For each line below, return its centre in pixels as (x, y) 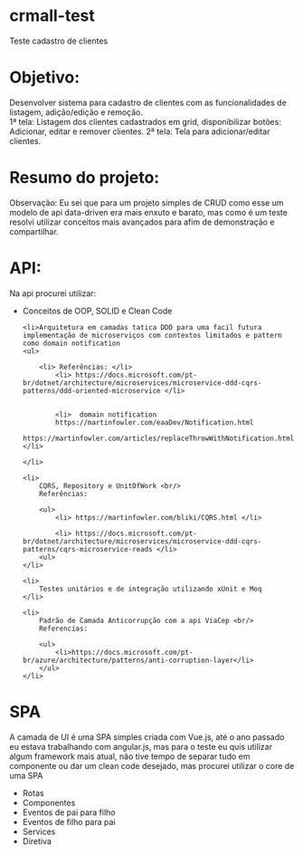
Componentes (49, 802)
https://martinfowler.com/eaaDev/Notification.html (155, 422)
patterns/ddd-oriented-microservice (91, 390)
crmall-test (52, 16)
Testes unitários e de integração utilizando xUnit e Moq (151, 589)
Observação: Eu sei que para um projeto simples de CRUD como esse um (147, 202)
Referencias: (64, 629)
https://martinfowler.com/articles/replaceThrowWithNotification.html (158, 438)
